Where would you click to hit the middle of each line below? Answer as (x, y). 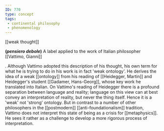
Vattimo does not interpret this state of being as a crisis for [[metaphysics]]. (82, 113)
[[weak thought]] (22, 42)
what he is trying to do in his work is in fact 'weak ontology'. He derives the (81, 71)
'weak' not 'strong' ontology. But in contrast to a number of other (70, 103)
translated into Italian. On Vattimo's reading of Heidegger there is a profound (82, 87)
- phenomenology (24, 28)
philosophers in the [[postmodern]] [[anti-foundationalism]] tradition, (74, 108)
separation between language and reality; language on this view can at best (82, 92)
